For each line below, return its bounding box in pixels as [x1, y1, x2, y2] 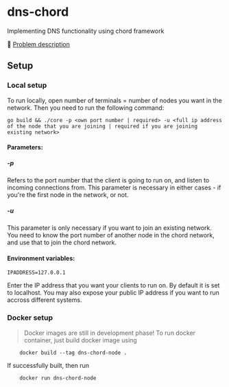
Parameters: [7, 143, 43, 152]
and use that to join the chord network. [7, 238, 117, 247]
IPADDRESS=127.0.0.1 [7, 269, 67, 277]
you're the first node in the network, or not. [7, 191, 129, 199]
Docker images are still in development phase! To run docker [23, 329, 196, 337]
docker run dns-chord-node [19, 375, 97, 382]
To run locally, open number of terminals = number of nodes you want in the [7, 96, 223, 104]
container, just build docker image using [23, 336, 137, 344]
